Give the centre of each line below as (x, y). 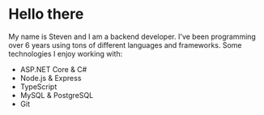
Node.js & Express (51, 78)
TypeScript (38, 87)
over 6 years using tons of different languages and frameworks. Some (125, 45)
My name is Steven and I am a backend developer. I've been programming (132, 36)
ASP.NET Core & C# (53, 69)
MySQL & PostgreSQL (57, 95)
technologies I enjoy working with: (66, 53)
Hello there (46, 14)
